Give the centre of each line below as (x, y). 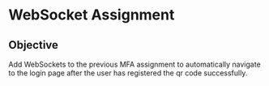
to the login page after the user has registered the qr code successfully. (128, 73)
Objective (34, 45)
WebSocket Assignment (92, 15)
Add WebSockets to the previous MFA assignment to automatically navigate (134, 64)
